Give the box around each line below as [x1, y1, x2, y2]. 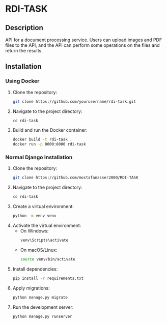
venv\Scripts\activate [20, 238, 69, 243]
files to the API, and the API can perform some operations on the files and [5, 42, 160, 48]
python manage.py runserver [12, 314, 72, 319]
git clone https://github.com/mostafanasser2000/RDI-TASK [12, 175, 138, 181]
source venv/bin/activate [20, 256, 75, 262]
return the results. [5, 48, 43, 53]
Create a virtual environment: [12, 203, 74, 210]
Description [5, 23, 43, 32]
